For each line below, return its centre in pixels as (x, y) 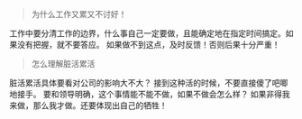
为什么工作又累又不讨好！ (79, 14)
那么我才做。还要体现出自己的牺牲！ (100, 105)
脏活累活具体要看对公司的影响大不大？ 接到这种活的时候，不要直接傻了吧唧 (149, 83)
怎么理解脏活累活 (63, 64)
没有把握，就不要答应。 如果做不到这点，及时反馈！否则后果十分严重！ (148, 45)
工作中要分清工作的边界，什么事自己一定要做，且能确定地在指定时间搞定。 (147, 33)
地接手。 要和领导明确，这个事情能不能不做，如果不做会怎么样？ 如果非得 (146, 94)
